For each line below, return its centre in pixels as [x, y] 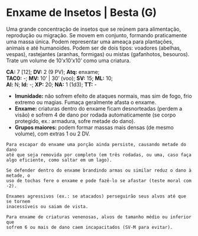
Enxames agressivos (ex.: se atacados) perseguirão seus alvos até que [96, 196]
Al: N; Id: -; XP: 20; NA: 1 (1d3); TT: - [52, 84]
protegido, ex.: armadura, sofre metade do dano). [75, 121]
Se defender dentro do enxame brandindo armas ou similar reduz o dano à [99, 170]
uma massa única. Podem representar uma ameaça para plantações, [90, 41]
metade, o [18, 175]
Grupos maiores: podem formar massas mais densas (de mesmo [94, 127]
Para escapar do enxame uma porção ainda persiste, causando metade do [96, 144]
